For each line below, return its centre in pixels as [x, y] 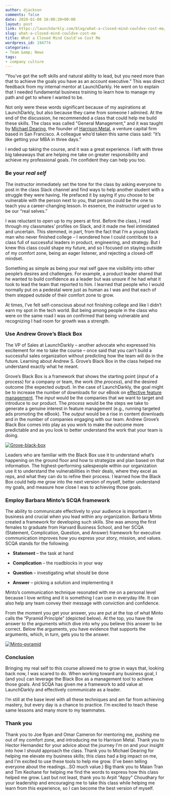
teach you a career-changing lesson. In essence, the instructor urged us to [83, 206]
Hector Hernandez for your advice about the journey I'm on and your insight [84, 745]
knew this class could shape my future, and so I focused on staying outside [84, 248]
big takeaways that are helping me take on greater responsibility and [77, 155]
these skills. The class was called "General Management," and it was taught [84, 123]
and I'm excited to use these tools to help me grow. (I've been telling [76, 761]
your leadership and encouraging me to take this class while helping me [80, 783]
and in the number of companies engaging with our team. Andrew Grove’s [82, 419]
